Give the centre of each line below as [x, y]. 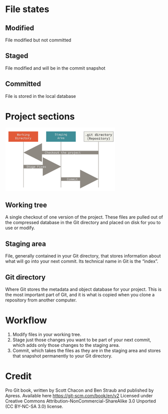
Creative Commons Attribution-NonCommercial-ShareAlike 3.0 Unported [81, 401]
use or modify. [20, 228]
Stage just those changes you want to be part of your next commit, [82, 340]
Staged [17, 56]
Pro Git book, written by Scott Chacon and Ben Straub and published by [79, 390]
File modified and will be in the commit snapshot [55, 68]
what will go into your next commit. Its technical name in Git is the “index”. [82, 262]
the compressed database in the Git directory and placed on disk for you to [83, 223]
